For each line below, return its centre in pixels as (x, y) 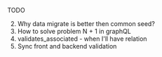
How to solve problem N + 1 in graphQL (74, 31)
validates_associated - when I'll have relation (82, 39)
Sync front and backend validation (67, 46)
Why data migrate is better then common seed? (86, 24)
